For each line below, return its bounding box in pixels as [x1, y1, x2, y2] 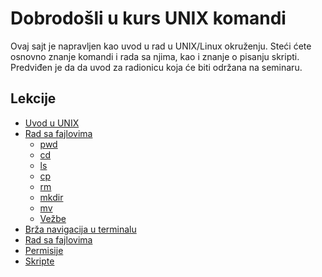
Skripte [24, 255, 55, 267]
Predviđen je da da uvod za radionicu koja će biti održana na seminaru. [10, 61, 303, 73]
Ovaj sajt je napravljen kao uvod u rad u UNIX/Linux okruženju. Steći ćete [10, 40, 312, 52]
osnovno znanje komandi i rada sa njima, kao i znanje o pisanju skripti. [10, 50, 300, 62]
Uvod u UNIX [24, 117, 80, 129]
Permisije [24, 244, 64, 256]
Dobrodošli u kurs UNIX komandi [10, 7, 287, 30]
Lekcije [10, 90, 57, 107]
